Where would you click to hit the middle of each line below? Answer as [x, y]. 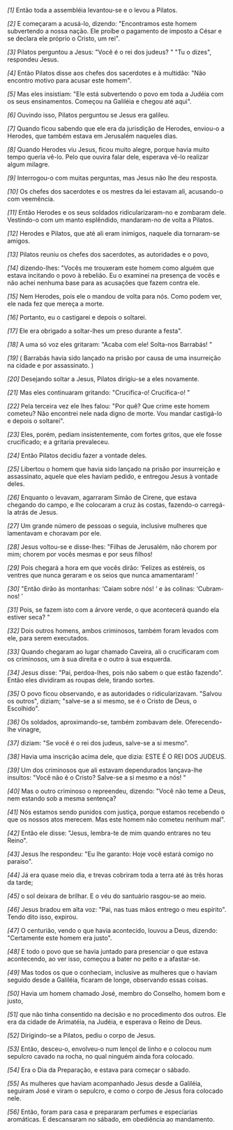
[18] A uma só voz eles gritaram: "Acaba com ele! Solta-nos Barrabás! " [110, 344]
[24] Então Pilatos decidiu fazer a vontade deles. [77, 455]
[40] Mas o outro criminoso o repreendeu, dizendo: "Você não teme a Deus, [116, 791]
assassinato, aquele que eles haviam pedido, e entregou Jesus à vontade [113, 476]
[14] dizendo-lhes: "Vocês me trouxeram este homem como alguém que [111, 268]
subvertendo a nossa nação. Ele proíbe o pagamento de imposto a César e [114, 31]
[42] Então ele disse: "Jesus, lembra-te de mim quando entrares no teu [109, 833]
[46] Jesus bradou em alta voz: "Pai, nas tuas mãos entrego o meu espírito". [117, 909]
